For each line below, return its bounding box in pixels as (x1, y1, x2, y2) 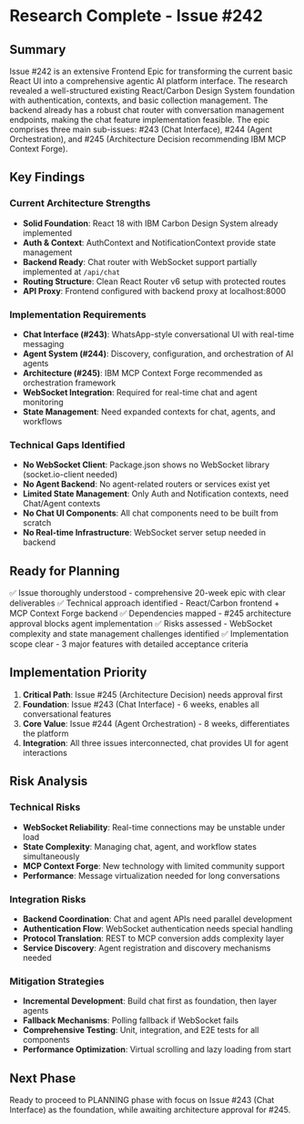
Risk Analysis (9, 773, 88, 789)
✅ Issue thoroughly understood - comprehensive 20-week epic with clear (9, 588, 286, 598)
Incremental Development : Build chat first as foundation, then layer (22, 996, 278, 1006)
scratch (22, 517, 52, 528)
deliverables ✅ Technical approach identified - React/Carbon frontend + (9, 598, 280, 608)
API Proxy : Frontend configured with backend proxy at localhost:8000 (22, 285, 287, 296)
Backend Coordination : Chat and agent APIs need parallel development (22, 913, 293, 925)
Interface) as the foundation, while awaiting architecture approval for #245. (9, 1104, 291, 1115)
